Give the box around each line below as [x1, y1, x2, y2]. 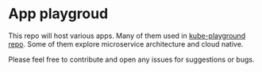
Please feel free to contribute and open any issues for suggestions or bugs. [8, 55, 255, 64]
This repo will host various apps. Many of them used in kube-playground [8, 31, 246, 40]
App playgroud [8, 5, 109, 23]
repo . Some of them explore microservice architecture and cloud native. [8, 39, 244, 48]
